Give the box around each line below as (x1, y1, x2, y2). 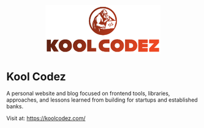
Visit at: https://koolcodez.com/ (6, 115, 86, 122)
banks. (6, 103, 23, 110)
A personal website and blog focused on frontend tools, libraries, (6, 90, 170, 97)
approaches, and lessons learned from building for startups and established (6, 96, 198, 104)
